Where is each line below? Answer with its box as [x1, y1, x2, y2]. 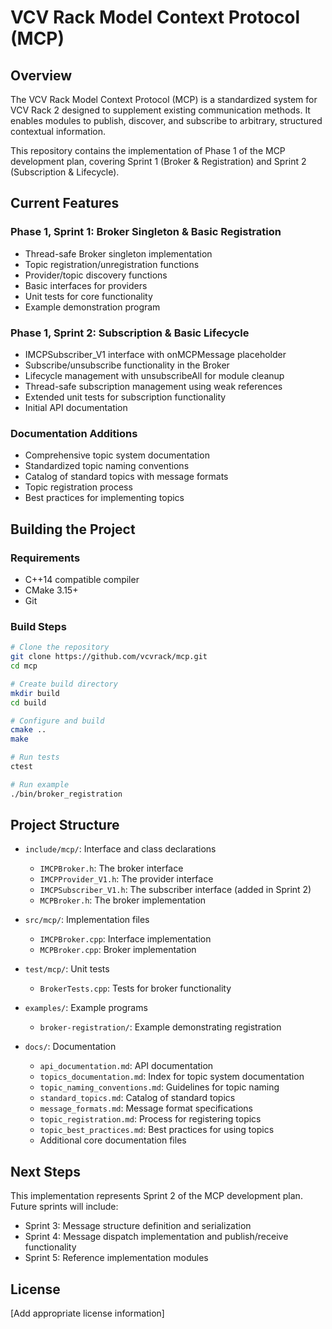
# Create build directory [10, 679, 118, 689]
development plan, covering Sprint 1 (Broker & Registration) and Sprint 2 [10, 156, 307, 167]
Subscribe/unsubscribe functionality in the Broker [24, 359, 230, 371]
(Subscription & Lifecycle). [10, 166, 120, 178]
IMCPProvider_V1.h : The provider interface [39, 873, 214, 885]
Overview [10, 67, 73, 84]
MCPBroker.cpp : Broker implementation [39, 944, 197, 956]
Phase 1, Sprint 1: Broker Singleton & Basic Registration [10, 225, 282, 239]
